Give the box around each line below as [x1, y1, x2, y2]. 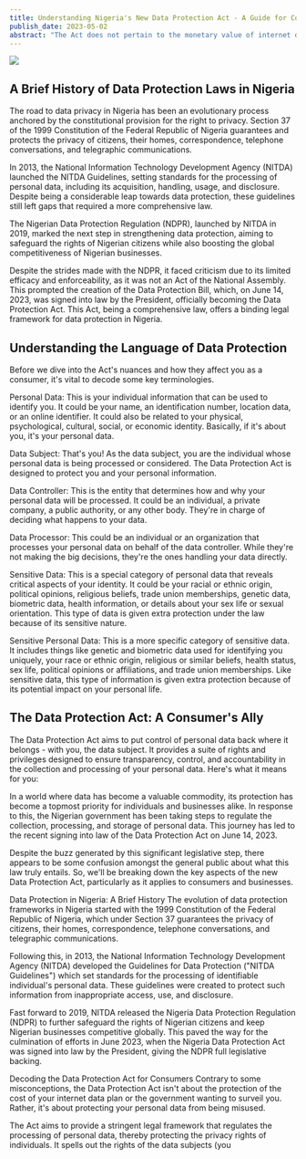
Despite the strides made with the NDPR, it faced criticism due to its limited [9, 266, 291, 277]
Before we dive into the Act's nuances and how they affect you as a [9, 364, 263, 375]
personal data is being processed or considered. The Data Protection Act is [9, 458, 292, 468]
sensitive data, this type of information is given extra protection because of [9, 674, 291, 684]
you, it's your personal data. [9, 431, 115, 441]
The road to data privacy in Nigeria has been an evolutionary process [9, 106, 270, 117]
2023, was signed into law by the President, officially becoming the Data [9, 294, 281, 306]
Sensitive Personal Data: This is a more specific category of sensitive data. [9, 635, 290, 646]
